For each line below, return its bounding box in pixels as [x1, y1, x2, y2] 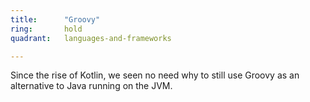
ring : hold [10, 24, 83, 34]
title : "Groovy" [10, 14, 101, 25]
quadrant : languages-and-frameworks [10, 33, 172, 43]
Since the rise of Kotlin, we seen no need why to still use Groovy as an [10, 69, 300, 81]
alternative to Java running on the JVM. [10, 80, 173, 92]
